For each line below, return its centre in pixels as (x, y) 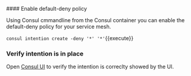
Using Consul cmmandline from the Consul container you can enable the (95, 20)
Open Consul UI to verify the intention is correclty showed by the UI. (90, 67)
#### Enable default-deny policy (47, 9)
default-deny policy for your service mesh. (59, 27)
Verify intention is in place (45, 53)
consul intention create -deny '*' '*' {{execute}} (70, 38)
